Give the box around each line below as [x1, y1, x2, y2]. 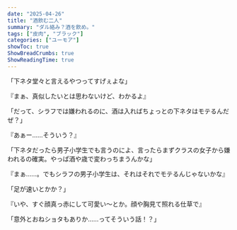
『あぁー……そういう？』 [7, 130, 81, 139]
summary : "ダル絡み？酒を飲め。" [7, 23, 96, 30]
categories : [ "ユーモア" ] [7, 37, 80, 44]
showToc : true [7, 43, 50, 50]
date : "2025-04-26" [7, 10, 65, 18]
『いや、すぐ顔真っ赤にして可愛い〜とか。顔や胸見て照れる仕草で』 [7, 200, 205, 208]
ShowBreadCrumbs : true [7, 50, 74, 57]
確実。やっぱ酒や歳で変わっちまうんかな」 [31, 154, 156, 163]
